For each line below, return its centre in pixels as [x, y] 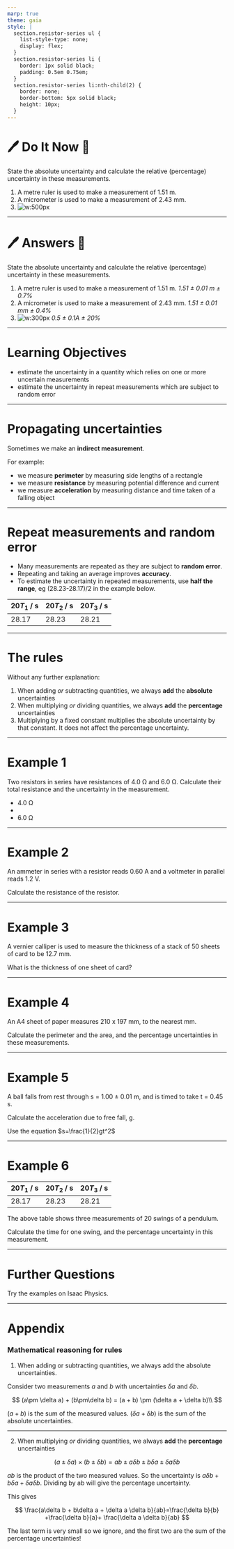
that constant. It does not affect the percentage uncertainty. [103, 728]
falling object [36, 497]
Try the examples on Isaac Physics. [58, 1293]
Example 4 [38, 1002]
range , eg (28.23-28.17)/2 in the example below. [86, 589]
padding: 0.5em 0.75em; [54, 72]
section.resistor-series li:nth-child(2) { [77, 85]
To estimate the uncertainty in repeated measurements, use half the [115, 581]
